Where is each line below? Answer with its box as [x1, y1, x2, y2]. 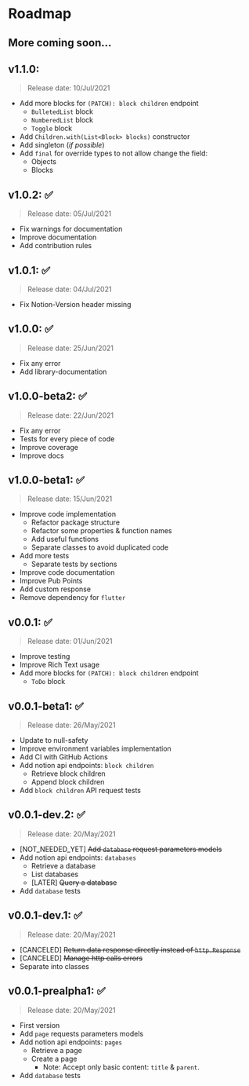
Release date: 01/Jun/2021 [27, 637, 113, 646]
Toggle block [31, 123, 73, 133]
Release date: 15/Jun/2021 [27, 494, 113, 503]
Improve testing [19, 652, 70, 661]
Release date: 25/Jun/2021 [27, 343, 114, 353]
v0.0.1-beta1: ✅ [8, 700, 84, 713]
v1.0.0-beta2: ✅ [8, 389, 88, 403]
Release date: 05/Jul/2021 [27, 209, 112, 218]
